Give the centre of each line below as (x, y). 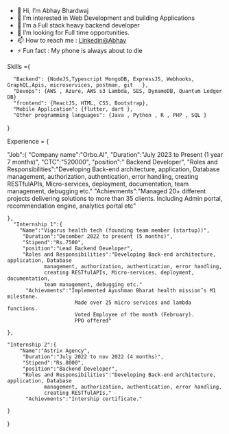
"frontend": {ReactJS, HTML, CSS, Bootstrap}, (81, 103)
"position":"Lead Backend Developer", (78, 248)
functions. (23, 309)
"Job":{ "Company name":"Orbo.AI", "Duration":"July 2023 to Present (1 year (115, 154)
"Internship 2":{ (32, 345)
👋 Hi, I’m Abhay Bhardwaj (53, 11)
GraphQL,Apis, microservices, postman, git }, (78, 85)
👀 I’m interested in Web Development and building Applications (106, 18)
